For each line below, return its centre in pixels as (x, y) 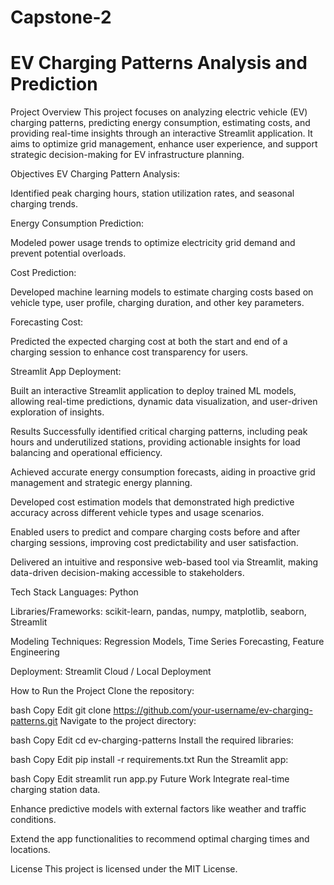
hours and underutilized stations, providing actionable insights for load (155, 442)
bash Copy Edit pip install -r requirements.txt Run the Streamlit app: (149, 760)
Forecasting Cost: (47, 322)
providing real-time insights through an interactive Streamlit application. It (161, 133)
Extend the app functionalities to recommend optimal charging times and (160, 839)
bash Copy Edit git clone (61, 710)
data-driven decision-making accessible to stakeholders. (127, 573)
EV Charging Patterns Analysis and (159, 63)
